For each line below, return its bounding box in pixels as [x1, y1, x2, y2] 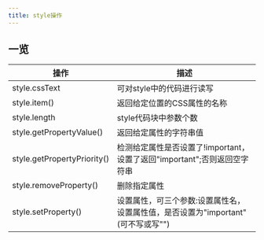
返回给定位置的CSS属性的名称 [116, 98, 228, 109]
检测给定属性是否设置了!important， [116, 142, 250, 153]
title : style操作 [8, 11, 63, 20]
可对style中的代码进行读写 [116, 83, 214, 94]
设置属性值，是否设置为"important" [116, 207, 247, 218]
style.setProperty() [12, 206, 82, 217]
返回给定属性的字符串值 [116, 127, 204, 138]
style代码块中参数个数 [116, 113, 198, 124]
